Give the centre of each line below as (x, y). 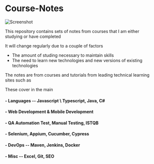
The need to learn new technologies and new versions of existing (77, 60)
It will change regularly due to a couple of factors (54, 46)
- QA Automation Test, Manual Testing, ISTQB (52, 123)
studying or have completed (33, 36)
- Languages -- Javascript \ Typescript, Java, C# (55, 100)
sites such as (18, 80)
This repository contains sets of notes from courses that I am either (72, 31)
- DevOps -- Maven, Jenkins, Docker (43, 145)
